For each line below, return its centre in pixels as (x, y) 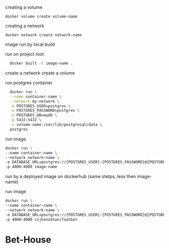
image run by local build (30, 44)
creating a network (25, 26)
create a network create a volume (40, 73)
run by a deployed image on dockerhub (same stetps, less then (71, 177)
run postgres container (29, 82)
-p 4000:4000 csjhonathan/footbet (41, 219)
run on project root (25, 54)
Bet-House (28, 240)
